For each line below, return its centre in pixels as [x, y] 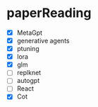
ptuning [28, 49]
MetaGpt [30, 33]
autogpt [28, 81]
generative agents [43, 41]
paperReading [49, 13]
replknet [29, 73]
